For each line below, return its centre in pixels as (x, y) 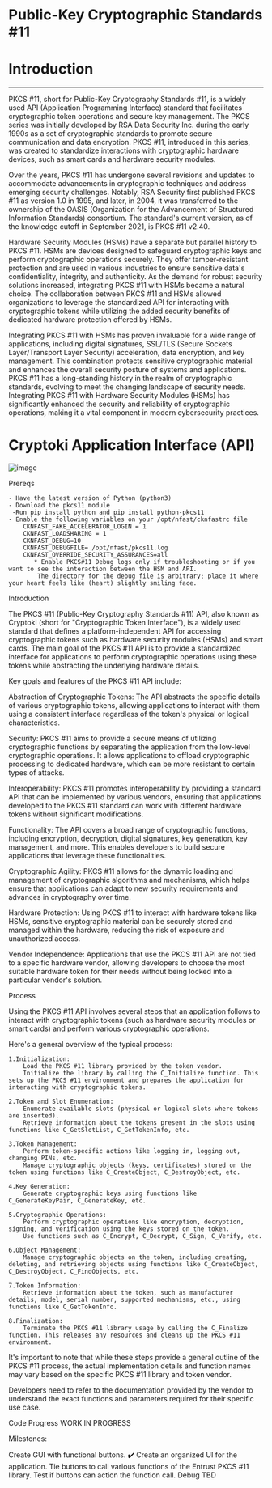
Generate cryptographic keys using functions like (110, 1194)
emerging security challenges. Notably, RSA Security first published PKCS (132, 193)
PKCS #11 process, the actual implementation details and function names (130, 1366)
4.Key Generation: (39, 1187)
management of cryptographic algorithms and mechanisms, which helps (129, 880)
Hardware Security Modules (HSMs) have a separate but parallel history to (133, 242)
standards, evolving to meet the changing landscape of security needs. (127, 387)
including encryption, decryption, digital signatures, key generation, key (128, 838)
